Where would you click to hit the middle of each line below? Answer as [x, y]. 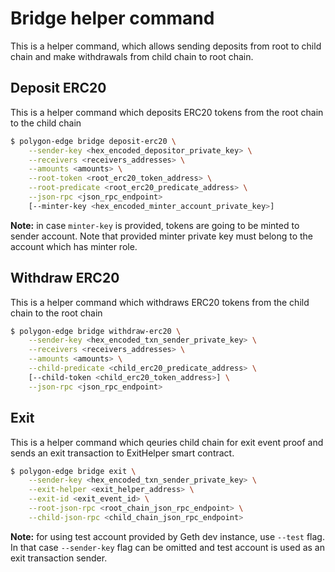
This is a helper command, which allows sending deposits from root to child [166, 46]
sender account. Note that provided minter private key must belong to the [162, 236]
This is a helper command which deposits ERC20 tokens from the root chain [167, 112]
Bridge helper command [112, 18]
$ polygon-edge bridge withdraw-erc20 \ [96, 331]
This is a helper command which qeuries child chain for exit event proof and [167, 442]
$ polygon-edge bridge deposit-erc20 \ [93, 141]
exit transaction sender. [59, 558]
